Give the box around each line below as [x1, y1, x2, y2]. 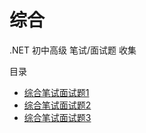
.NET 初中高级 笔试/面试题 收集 [9, 44, 137, 56]
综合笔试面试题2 [23, 99, 92, 111]
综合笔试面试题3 [23, 111, 92, 123]
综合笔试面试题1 [23, 86, 90, 98]
